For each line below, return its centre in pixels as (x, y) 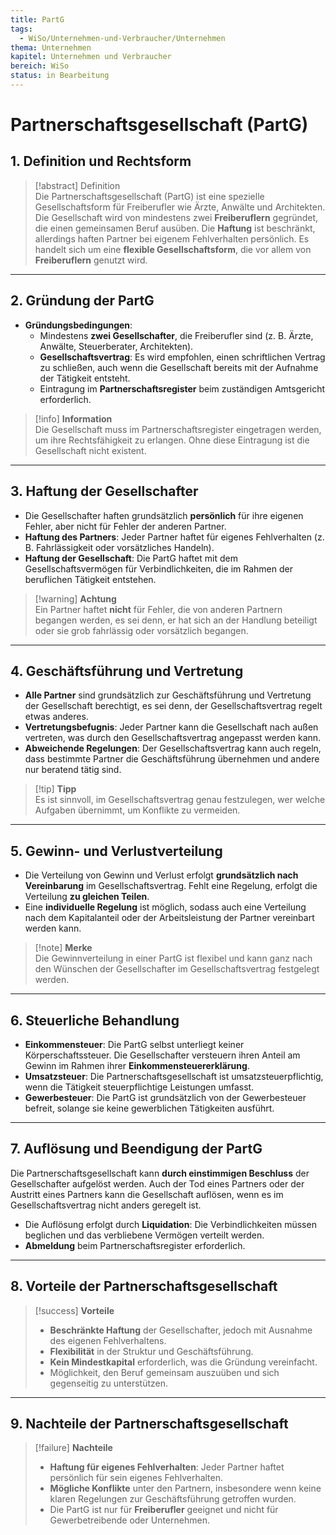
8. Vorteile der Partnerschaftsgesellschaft (144, 1286)
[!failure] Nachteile (73, 1448)
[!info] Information (73, 418)
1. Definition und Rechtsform (101, 161)
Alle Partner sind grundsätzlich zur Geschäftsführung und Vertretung (168, 695)
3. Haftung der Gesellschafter (104, 491)
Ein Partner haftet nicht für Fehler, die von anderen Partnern (158, 609)
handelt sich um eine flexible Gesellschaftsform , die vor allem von (173, 249)
